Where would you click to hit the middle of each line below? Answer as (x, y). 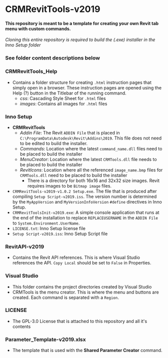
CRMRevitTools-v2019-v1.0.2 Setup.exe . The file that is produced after (84, 191)
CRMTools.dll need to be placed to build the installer (73, 175)
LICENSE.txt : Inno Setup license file (49, 228)
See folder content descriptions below (52, 58)
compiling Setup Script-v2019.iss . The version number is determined (84, 196)
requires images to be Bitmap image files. (69, 185)
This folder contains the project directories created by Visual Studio (82, 286)
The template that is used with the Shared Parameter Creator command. (87, 350)
